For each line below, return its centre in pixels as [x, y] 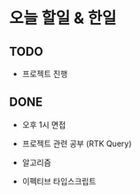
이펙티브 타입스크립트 [59, 181]
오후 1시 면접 [44, 124]
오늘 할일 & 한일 [63, 18]
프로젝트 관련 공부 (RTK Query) [77, 144]
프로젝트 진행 [45, 74]
